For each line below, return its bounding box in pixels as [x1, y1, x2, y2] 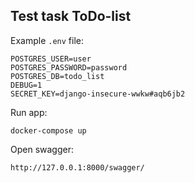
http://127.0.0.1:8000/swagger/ [10, 162, 145, 173]
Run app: [10, 106, 48, 118]
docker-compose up [10, 125, 87, 136]
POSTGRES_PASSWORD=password [10, 62, 128, 73]
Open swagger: [10, 143, 74, 155]
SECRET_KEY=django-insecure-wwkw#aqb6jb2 [10, 89, 186, 99]
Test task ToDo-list [10, 8, 132, 25]
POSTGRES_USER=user [10, 54, 92, 64]
